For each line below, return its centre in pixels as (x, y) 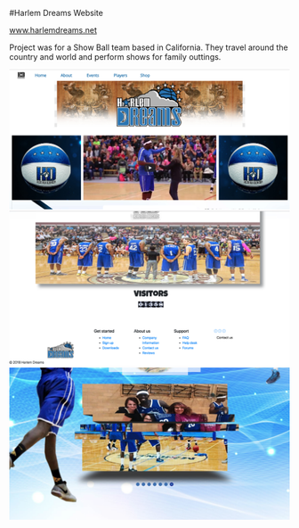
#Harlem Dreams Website (57, 13)
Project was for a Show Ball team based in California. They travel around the (149, 47)
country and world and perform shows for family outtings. (115, 57)
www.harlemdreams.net (53, 30)
